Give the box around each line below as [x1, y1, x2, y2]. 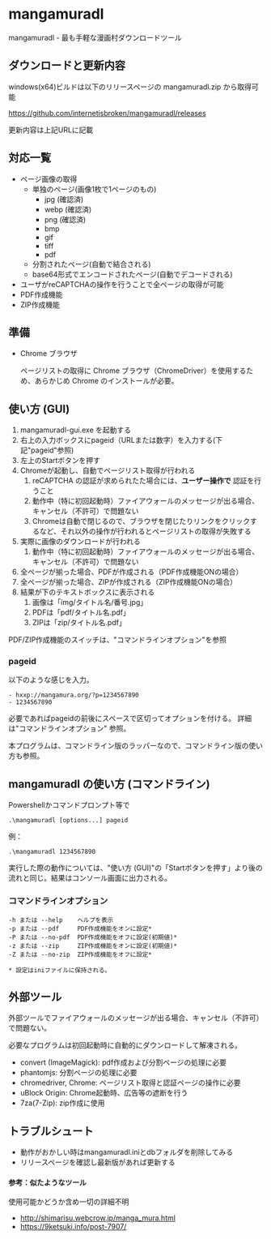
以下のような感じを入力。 [8, 675, 94, 685]
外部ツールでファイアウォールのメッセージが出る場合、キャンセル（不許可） [8, 1013, 264, 1022]
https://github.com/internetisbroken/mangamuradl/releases [8, 108, 206, 118]
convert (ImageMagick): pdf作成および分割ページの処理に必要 [19, 1057, 227, 1067]
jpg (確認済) [44, 194, 84, 204]
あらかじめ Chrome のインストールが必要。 [34, 376, 179, 386]
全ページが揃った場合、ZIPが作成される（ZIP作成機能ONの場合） [19, 577, 237, 587]
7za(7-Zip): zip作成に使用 [19, 1098, 105, 1108]
